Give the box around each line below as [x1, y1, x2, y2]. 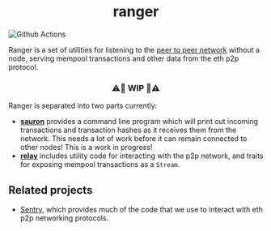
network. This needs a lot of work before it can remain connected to [19, 134, 248, 143]
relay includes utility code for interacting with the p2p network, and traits [19, 151, 264, 160]
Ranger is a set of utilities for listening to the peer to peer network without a [8, 45, 260, 54]
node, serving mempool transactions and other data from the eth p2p [8, 53, 239, 63]
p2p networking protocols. [19, 213, 109, 223]
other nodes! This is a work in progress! [19, 143, 153, 152]
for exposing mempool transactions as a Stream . [19, 160, 180, 169]
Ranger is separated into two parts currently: [8, 101, 158, 111]
